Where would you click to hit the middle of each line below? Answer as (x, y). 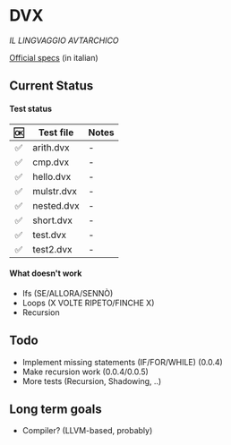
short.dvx (53, 220)
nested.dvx (56, 205)
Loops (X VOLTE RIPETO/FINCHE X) (88, 303)
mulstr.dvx (55, 191)
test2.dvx (52, 249)
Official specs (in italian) (54, 57)
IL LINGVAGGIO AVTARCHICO (64, 40)
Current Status (51, 86)
